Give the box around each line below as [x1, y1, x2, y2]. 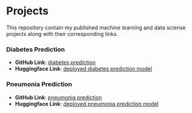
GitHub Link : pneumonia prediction [14, 94, 102, 101]
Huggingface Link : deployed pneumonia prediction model [14, 100, 159, 107]
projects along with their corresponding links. [6, 30, 118, 37]
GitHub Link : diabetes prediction [14, 59, 96, 66]
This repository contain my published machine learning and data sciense [6, 24, 186, 31]
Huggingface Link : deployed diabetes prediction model [14, 65, 152, 72]
